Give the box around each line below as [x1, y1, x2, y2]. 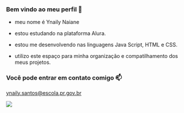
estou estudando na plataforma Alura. [14, 30, 107, 37]
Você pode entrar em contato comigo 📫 [6, 74, 122, 82]
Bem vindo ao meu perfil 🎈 [6, 5, 83, 13]
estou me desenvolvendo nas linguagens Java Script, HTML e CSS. [14, 41, 178, 49]
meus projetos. [14, 59, 51, 66]
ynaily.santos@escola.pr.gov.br [6, 89, 82, 96]
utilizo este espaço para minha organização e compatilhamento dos [14, 53, 178, 60]
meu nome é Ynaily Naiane [14, 19, 80, 26]
